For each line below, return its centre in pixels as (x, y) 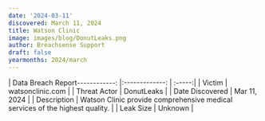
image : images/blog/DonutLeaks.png (67, 38)
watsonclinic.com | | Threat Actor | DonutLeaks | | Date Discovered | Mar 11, (133, 91)
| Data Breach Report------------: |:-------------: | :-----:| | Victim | (118, 82)
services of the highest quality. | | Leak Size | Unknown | (101, 107)
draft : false (30, 53)
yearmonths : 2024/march (48, 60)
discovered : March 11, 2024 (55, 23)
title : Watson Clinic (44, 30)
